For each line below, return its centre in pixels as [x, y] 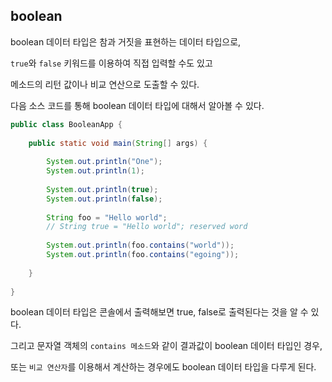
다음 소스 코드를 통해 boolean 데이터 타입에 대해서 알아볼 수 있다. [137, 105]
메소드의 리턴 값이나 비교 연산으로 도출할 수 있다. [105, 84]
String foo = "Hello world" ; [107, 217]
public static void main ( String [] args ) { [118, 143]
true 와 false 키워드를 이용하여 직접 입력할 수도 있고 [111, 63]
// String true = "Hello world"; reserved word [147, 227]
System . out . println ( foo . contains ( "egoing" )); [143, 255]
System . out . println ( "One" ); [104, 162]
